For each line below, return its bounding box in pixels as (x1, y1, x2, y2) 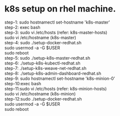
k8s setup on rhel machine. (4, 3, 116, 14)
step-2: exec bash (4, 24, 40, 30)
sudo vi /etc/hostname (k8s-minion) (4, 90, 76, 97)
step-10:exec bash (4, 80, 41, 86)
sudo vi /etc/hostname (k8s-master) (4, 35, 77, 40)
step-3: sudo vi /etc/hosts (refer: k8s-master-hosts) (4, 29, 107, 35)
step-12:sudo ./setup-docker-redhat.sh (4, 96, 82, 102)
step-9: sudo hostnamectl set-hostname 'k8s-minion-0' (4, 76, 115, 81)
